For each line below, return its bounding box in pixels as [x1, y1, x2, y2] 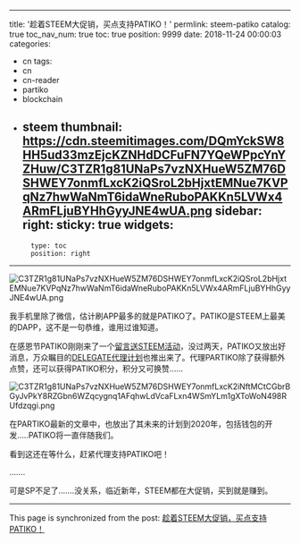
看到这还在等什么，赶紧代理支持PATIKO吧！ [9, 448, 170, 459]
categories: [9, 38, 51, 49]
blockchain [21, 94, 63, 104]
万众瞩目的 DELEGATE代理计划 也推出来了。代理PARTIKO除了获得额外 [32, 352, 286, 362]
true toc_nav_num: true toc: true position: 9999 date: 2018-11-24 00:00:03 [9, 29, 282, 39]
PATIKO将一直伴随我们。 [28, 429, 119, 440]
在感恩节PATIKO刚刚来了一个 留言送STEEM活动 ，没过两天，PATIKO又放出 [9, 341, 279, 352]
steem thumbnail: [21, 120, 123, 135]
